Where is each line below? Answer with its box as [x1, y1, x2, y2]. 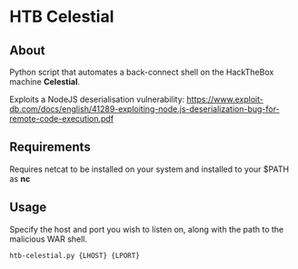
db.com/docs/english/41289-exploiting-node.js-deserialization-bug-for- [9, 104, 280, 115]
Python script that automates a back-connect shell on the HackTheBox [9, 66, 274, 77]
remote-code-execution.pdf [9, 114, 114, 124]
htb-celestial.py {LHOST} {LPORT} [9, 251, 141, 260]
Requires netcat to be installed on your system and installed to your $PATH [9, 164, 289, 174]
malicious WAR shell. [9, 234, 88, 244]
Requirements [9, 139, 91, 155]
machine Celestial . [9, 76, 80, 87]
